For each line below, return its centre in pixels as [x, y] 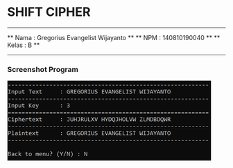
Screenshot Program [43, 69]
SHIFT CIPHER [49, 12]
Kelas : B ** [24, 45]
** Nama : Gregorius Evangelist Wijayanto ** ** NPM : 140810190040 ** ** [114, 37]
